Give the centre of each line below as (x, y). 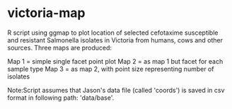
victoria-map (46, 13)
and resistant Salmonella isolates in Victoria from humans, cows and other (115, 40)
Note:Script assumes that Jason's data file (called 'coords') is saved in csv (116, 90)
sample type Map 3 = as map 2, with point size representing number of (111, 69)
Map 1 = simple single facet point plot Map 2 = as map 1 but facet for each (115, 61)
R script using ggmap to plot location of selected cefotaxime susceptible (113, 33)
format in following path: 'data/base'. (61, 98)
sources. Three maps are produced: (59, 47)
